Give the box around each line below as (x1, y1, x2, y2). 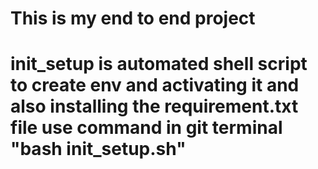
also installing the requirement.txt (10, 95, 299, 118)
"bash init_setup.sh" (10, 138, 187, 161)
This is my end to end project (10, 7, 256, 30)
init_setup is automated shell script (10, 53, 308, 76)
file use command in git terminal (10, 117, 283, 139)
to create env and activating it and (10, 74, 300, 97)
